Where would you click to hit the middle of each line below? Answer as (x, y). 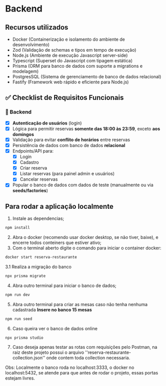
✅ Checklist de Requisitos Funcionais (64, 98)
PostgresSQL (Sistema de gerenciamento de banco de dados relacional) (87, 77)
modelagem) (25, 71)
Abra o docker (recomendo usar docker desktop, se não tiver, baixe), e (85, 237)
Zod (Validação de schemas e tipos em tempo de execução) (74, 50)
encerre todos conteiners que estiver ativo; (57, 243)
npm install (17, 228)
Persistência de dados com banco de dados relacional (69, 145)
